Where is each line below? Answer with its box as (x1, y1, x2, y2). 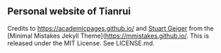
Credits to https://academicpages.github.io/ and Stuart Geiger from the (7, 24, 214, 32)
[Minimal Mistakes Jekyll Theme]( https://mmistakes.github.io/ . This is (7, 31, 210, 40)
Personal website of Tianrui (7, 6, 131, 17)
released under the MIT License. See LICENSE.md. (7, 38, 155, 47)
